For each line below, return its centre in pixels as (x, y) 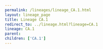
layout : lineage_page (28, 15)
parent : (13, 34)
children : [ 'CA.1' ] (25, 39)
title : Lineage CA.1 (27, 19)
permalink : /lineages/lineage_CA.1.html (48, 10)
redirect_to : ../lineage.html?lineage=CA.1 (52, 24)
